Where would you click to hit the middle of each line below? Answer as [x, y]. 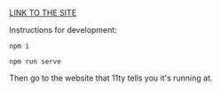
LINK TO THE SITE [43, 13]
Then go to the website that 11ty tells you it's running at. [111, 78]
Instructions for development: [63, 30]
